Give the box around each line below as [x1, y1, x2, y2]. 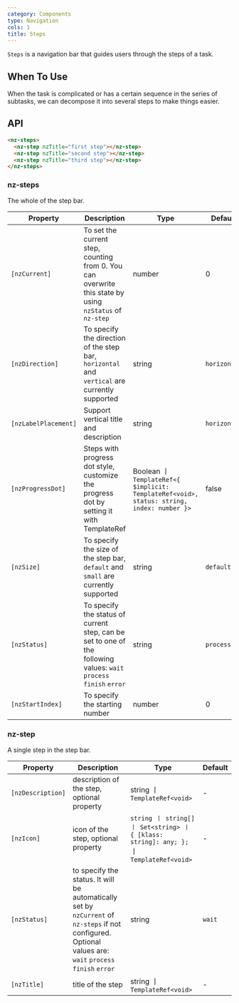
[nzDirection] [11, 359, 59, 368]
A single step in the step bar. [7, 746, 91, 754]
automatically [72, 892, 118, 902]
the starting [83, 699, 122, 709]
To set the [83, 225, 117, 235]
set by [72, 901, 94, 911]
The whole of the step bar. [7, 196, 85, 205]
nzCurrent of [72, 910, 115, 920]
